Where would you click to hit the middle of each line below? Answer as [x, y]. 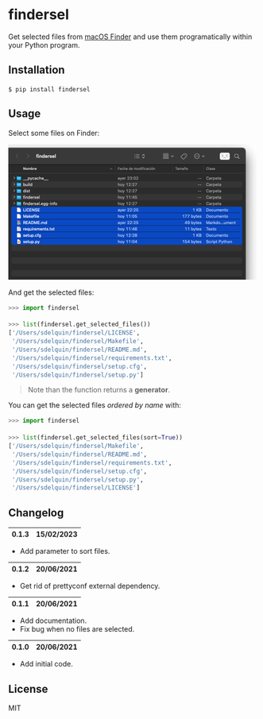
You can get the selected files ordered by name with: [95, 405]
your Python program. [44, 44]
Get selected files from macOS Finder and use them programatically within [130, 37]
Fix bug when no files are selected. [77, 629]
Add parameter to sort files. [65, 551]
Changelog [36, 513]
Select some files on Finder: [54, 133]
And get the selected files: [51, 292]
